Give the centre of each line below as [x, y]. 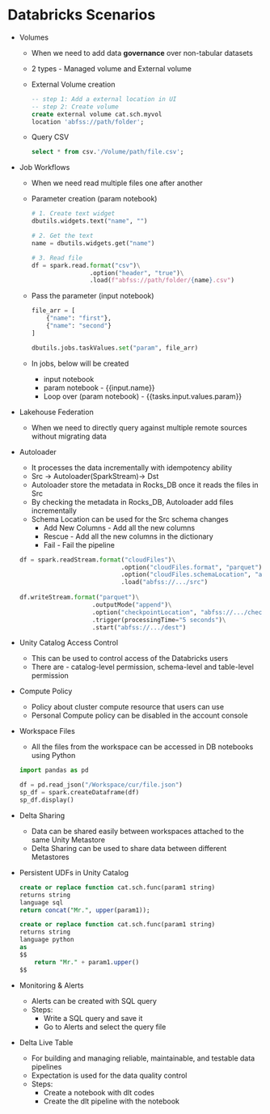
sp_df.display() [46, 800]
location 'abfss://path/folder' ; [88, 122]
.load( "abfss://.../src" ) [165, 582]
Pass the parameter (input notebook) [93, 296]
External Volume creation [73, 84]
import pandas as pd [54, 770]
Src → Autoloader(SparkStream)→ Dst [95, 476]
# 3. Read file [57, 258]
